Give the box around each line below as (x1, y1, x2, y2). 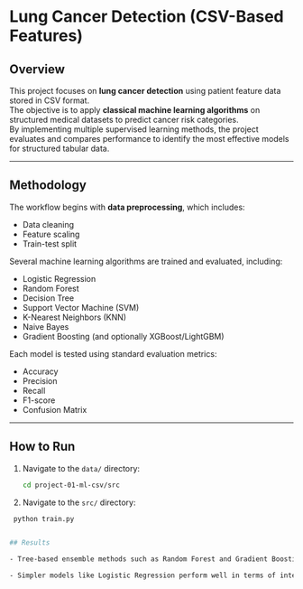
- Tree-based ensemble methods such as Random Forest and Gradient (9, 555, 269, 564)
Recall (22, 385, 46, 396)
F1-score (22, 395, 56, 406)
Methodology (9, 178, 87, 193)
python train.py (13, 514, 75, 523)
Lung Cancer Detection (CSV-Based (9, 6, 284, 27)
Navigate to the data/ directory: (22, 463, 141, 473)
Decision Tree (22, 292, 75, 304)
